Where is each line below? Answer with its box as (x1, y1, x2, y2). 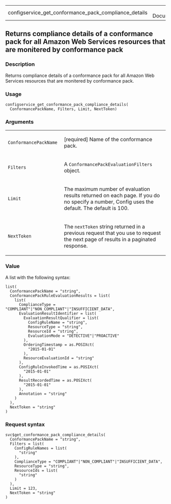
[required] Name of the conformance (64, 136, 153, 143)
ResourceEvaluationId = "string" (23, 355, 95, 361)
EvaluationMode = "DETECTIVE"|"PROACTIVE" (27, 333, 120, 338)
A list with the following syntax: (5, 274, 71, 280)
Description (5, 61, 35, 68)
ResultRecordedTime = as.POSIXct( (18, 378, 93, 383)
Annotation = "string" (18, 391, 67, 396)
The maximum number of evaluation (64, 185, 150, 193)
